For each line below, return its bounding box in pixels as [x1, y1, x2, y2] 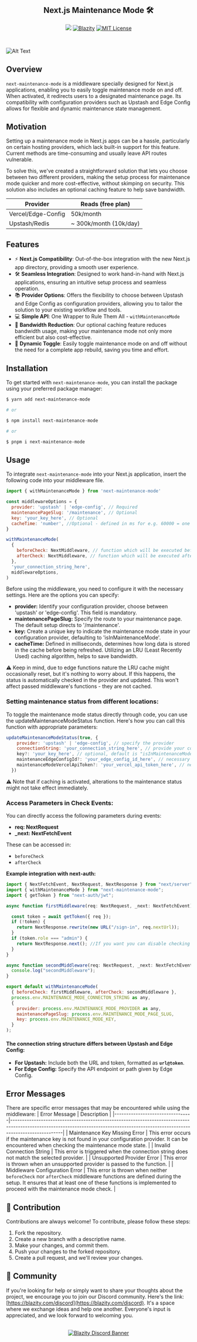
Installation [6, 363, 48, 373]
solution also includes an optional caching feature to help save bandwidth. [6, 186, 186, 193]
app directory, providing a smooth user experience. [14, 264, 139, 271]
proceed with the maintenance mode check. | [6, 1185, 116, 1192]
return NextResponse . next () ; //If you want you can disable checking [16, 941, 191, 947]
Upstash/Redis [9, 219, 50, 228]
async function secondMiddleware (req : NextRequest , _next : [6, 962, 154, 968]
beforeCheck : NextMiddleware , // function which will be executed [16, 548, 182, 554]
